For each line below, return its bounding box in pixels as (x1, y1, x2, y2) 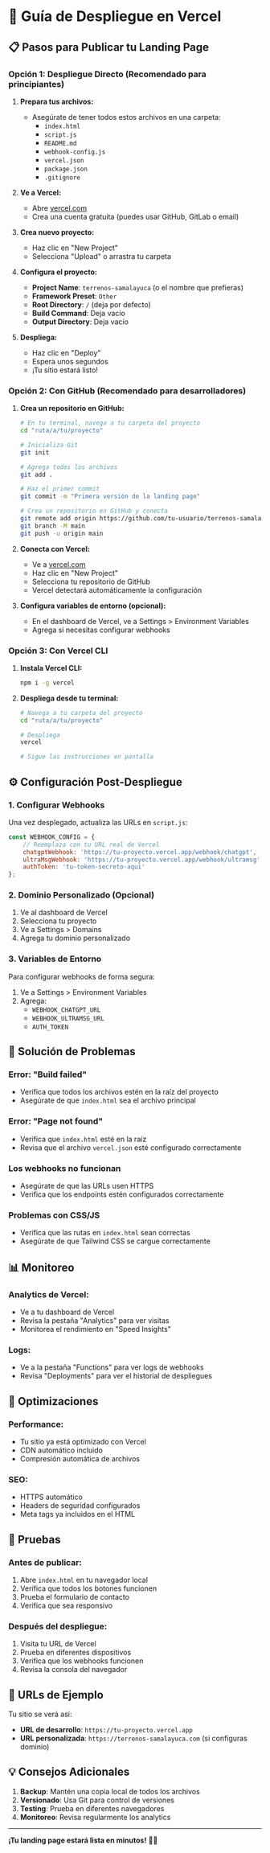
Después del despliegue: (8, 1621, 108, 1632)
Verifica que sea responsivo (19, 1600, 113, 1610)
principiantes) (8, 78, 65, 89)
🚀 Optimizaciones (8, 1395, 99, 1408)
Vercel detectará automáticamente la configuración (31, 585, 202, 594)
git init (19, 448, 50, 457)
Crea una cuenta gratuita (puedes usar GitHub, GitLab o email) (31, 212, 239, 221)
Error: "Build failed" (8, 1069, 87, 1080)
